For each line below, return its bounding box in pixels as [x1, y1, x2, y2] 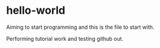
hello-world [6, 4, 66, 17]
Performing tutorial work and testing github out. [6, 35, 124, 42]
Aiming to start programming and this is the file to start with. [6, 23, 155, 31]
